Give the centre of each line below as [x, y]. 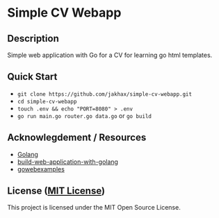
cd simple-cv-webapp [47, 101]
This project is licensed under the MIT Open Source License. [94, 208]
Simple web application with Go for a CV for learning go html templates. [110, 55]
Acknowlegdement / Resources [77, 138]
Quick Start [32, 77]
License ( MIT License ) [56, 191]
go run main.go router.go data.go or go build [84, 115]
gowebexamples [41, 169]
